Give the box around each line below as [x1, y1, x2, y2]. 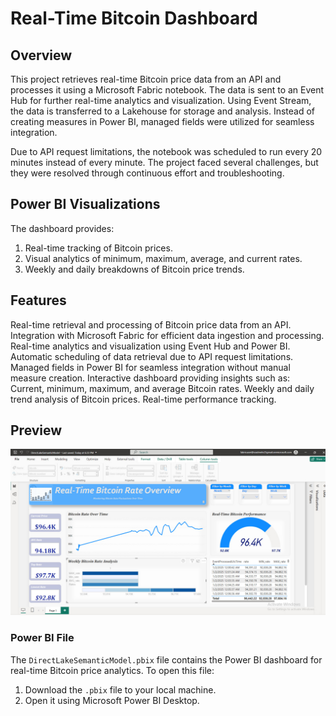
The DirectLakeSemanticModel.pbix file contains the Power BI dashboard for [10, 653, 323, 666]
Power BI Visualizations [10, 196, 161, 213]
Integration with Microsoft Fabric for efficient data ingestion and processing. [10, 329, 325, 341]
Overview [10, 47, 73, 64]
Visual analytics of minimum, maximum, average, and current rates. [24, 252, 303, 264]
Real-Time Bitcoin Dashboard [10, 7, 258, 30]
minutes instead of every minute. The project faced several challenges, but [10, 157, 319, 168]
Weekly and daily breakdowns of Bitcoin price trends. [24, 263, 245, 275]
